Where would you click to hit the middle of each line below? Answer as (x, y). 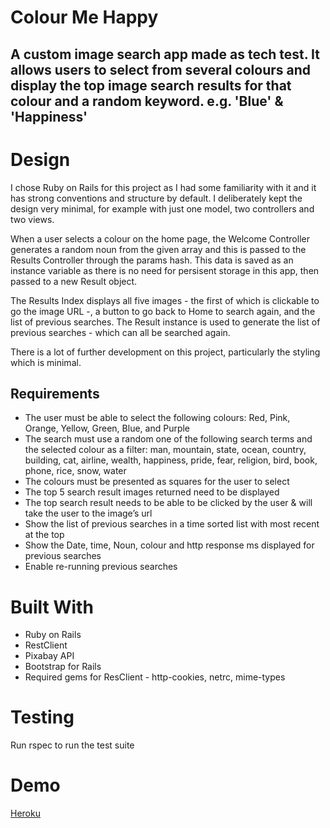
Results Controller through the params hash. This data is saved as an (152, 260)
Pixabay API (49, 656)
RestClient (46, 645)
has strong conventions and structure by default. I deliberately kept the (156, 198)
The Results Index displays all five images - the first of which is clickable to (165, 300)
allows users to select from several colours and (161, 69)
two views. (32, 219)
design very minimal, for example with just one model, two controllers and (162, 208)
